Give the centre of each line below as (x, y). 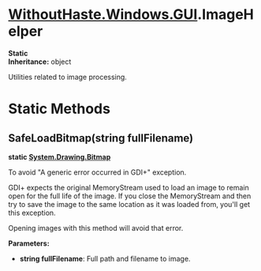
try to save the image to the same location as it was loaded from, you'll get (129, 204)
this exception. (32, 213)
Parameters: (29, 243)
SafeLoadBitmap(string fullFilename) (101, 138)
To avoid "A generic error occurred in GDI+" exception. (97, 172)
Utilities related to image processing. (68, 77)
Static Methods (59, 109)
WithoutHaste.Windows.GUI (103, 15)
